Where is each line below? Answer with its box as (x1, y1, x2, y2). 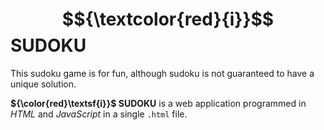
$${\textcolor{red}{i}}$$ (61, 8, 275, 31)
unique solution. (10, 78, 77, 90)
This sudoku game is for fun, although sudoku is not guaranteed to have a (10, 67, 315, 79)
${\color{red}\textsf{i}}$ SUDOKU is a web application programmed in (10, 97, 307, 109)
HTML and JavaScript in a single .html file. (10, 108, 188, 120)
